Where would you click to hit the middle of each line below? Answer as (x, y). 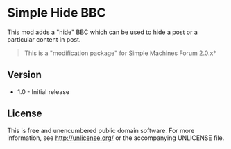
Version (24, 75)
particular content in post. (44, 39)
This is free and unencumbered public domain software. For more (101, 130)
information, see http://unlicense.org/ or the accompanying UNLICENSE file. (116, 138)
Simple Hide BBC (57, 13)
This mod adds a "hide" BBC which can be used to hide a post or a (102, 32)
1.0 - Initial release (43, 91)
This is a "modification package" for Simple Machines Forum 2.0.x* (120, 53)
